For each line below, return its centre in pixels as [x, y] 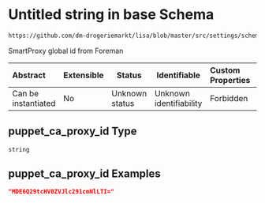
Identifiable [179, 75]
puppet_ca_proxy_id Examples [85, 174]
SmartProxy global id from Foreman [66, 51]
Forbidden [229, 98]
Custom [225, 70]
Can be [26, 93]
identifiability [178, 103]
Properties [230, 80]
